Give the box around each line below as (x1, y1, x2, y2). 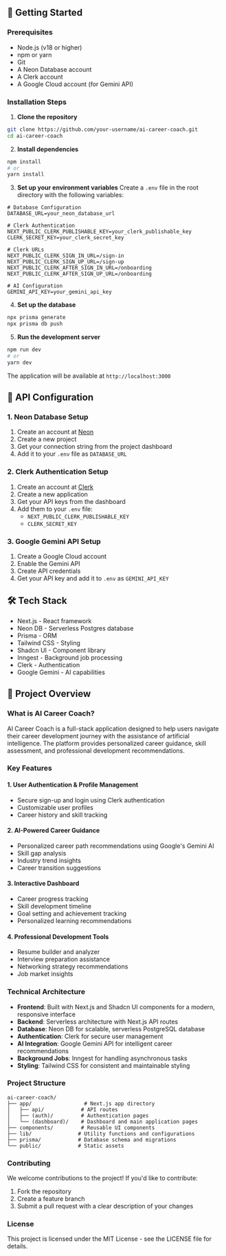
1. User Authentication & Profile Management (7, 780, 139, 789)
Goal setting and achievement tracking (16, 909, 127, 918)
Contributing (7, 1158, 51, 1168)
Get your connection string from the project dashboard (16, 443, 173, 451)
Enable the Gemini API (16, 560, 80, 568)
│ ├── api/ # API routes (7, 1106, 118, 1113)
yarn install (7, 171, 45, 178)
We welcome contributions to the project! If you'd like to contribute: (7, 1174, 198, 1182)
